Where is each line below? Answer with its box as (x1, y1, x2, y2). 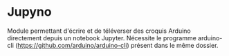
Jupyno (7, 4, 52, 20)
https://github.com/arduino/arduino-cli (17, 41, 127, 49)
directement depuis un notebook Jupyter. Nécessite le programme (7, 33, 197, 42)
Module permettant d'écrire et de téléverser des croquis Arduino (7, 27, 192, 35)
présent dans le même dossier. (130, 41, 219, 49)
